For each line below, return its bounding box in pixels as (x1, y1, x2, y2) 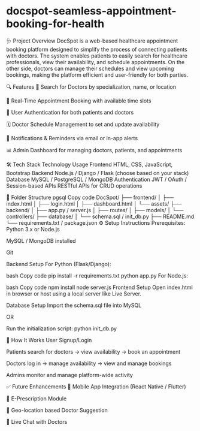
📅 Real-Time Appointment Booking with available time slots (6, 97, 151, 104)
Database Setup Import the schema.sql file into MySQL (6, 302, 142, 309)
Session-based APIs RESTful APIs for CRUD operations (6, 182, 143, 189)
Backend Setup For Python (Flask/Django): (6, 260, 111, 267)
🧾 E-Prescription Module (6, 394, 67, 402)
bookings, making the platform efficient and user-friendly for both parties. (6, 71, 189, 79)
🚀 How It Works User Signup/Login (6, 336, 92, 343)
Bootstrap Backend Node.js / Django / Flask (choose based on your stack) (6, 169, 189, 176)
